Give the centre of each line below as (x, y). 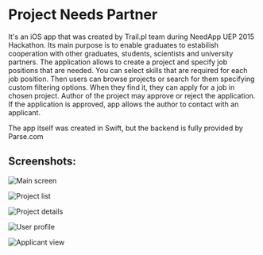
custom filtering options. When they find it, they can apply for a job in (122, 87)
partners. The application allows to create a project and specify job (118, 62)
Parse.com (26, 136)
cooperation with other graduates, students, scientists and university (121, 53)
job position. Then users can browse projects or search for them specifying (131, 79)
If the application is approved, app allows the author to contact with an (124, 104)
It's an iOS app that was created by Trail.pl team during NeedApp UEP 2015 (131, 37)
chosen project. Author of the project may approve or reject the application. (132, 95)
